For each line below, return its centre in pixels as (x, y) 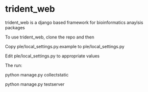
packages (15, 27)
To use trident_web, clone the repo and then (50, 37)
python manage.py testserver (35, 84)
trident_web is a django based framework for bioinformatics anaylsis (74, 22)
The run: (14, 65)
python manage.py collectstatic (37, 74)
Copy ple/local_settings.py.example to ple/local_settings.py (65, 46)
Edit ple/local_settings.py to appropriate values (52, 56)
